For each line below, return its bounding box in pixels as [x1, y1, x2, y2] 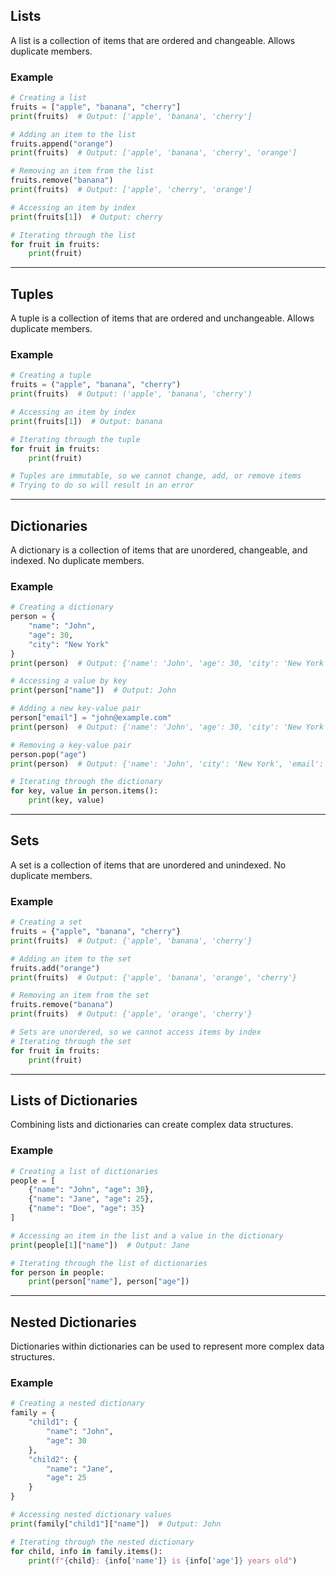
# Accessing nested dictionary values [10, 1510, 172, 1520]
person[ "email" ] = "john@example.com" [10, 713, 172, 723]
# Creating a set [10, 917, 83, 928]
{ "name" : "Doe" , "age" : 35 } [28, 1204, 145, 1214]
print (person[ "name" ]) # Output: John [10, 685, 177, 696]
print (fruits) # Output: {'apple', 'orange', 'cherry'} [10, 1009, 253, 1019]
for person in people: [10, 1267, 105, 1278]
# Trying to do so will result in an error [10, 480, 195, 491]
